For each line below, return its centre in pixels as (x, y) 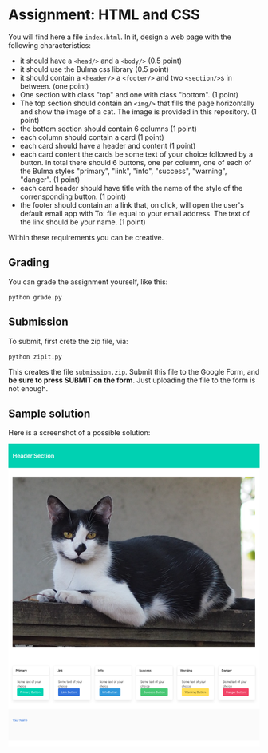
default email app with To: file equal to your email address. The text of (134, 213)
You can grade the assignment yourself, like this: (88, 282)
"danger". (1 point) (50, 179)
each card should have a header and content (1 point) (108, 145)
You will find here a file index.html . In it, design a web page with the (120, 37)
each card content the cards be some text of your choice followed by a (136, 154)
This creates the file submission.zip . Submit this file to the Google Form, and (134, 371)
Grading (29, 262)
